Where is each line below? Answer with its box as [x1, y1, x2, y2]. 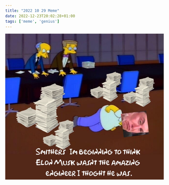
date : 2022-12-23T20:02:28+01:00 [5, 13, 75, 19]
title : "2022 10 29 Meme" [5, 8, 59, 13]
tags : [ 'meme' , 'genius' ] [5, 19, 59, 24]
